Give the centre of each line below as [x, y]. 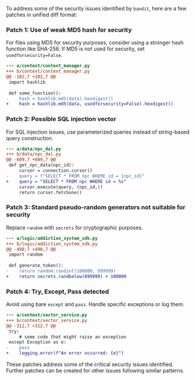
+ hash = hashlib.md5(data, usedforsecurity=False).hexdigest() [90, 104]
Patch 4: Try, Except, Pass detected [58, 291]
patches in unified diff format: [42, 15]
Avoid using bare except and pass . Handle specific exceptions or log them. [95, 304]
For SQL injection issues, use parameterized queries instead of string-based [98, 132]
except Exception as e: [37, 342]
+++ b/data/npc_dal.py [34, 154]
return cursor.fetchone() [51, 192]
